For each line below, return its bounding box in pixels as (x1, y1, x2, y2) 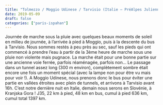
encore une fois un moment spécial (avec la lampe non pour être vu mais (5, 70, 151, 75)
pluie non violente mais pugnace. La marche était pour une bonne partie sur (5, 54, 157, 60)
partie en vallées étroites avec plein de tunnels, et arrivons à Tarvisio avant (5, 80, 155, 86)
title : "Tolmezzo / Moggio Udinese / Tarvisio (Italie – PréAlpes (5, 7, 142, 12)
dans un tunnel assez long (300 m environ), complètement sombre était (5, 65, 148, 71)
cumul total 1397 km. (5, 95, 47, 102)
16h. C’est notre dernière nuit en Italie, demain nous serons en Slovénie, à (5, 85, 152, 91)
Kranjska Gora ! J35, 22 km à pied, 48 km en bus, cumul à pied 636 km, (5, 90, 148, 96)
